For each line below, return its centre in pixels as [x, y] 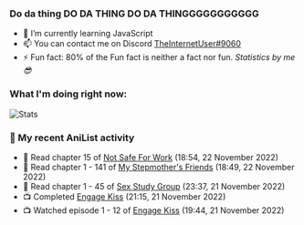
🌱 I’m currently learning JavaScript [88, 34]
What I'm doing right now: [68, 94]
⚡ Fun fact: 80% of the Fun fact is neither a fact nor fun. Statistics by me [159, 57]
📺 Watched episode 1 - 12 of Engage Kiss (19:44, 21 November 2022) [153, 210]
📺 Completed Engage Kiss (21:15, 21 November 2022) [124, 196]
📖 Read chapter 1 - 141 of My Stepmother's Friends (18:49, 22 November [158, 167]
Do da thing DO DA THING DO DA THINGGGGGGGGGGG [135, 14]
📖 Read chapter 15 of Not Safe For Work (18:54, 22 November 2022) [150, 157]
